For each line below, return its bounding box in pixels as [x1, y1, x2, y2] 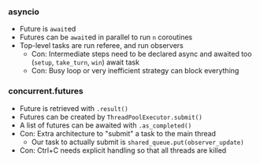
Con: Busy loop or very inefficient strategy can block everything [31, 66, 240, 76]
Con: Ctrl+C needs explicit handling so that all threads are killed [19, 145, 227, 155]
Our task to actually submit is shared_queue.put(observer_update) [31, 137, 244, 146]
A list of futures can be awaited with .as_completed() [19, 120, 192, 130]
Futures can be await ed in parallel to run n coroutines [19, 32, 193, 42]
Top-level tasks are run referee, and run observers [19, 41, 184, 50]
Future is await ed [19, 24, 76, 34]
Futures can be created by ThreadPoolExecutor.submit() [19, 112, 202, 121]
